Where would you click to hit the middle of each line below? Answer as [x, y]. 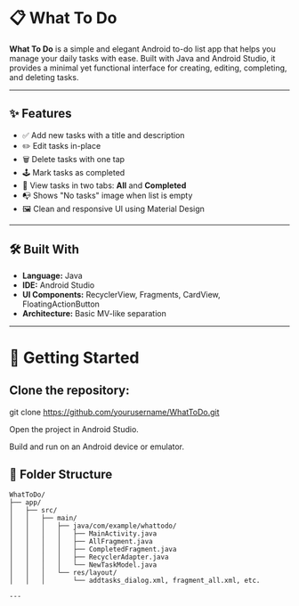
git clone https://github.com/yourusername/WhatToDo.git [114, 412]
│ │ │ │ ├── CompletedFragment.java [93, 550]
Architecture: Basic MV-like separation [94, 313]
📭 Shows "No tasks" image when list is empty [107, 195]
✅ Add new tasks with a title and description [103, 135]
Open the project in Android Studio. [74, 429]
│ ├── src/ [33, 511]
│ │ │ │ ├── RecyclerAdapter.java [89, 557]
